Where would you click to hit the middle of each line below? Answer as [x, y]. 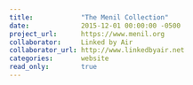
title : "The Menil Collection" [89, 17]
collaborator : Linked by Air [71, 42]
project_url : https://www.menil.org [87, 34]
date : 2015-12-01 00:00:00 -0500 [95, 26]
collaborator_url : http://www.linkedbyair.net [97, 50]
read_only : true [53, 67]
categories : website [59, 58]
